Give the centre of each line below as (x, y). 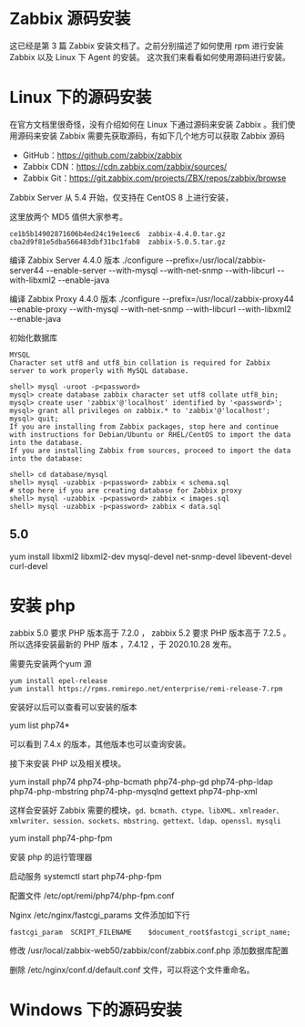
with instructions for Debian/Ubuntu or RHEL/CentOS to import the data (150, 434)
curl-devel (29, 565)
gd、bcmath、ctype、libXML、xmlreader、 (209, 811)
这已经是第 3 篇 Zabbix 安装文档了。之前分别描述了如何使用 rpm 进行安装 (147, 46)
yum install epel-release (58, 680)
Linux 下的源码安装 (81, 98)
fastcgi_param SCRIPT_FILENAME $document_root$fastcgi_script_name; (150, 932)
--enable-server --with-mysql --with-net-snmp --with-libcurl (161, 270)
